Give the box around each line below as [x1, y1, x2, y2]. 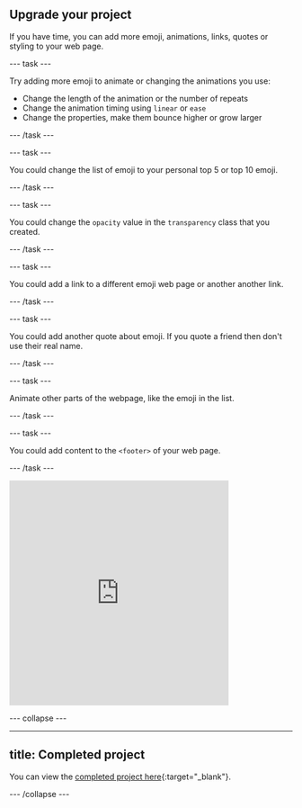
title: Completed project [9, 747, 146, 763]
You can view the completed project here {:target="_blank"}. [9, 771, 232, 782]
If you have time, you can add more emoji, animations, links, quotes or [9, 31, 269, 41]
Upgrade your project [9, 7, 132, 22]
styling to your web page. [9, 40, 104, 51]
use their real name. [9, 340, 84, 351]
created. [9, 226, 40, 237]
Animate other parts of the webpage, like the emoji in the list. [9, 392, 235, 403]
